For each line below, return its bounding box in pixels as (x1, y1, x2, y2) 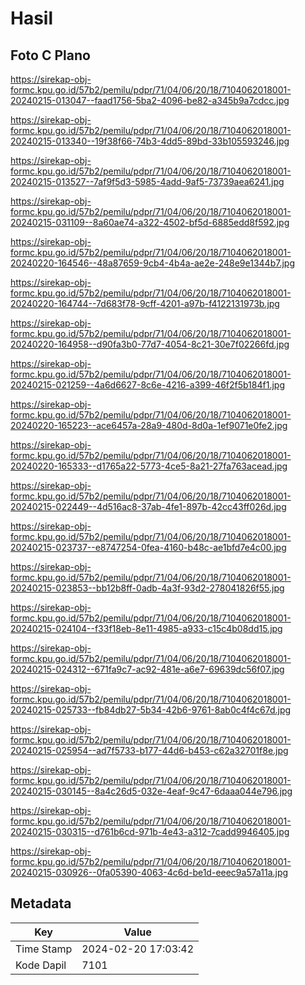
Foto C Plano (10, 47, 91, 64)
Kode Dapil (15, 958, 67, 972)
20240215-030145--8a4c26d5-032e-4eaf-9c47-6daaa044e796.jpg (10, 785, 293, 797)
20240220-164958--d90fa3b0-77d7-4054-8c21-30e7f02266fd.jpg (10, 338, 290, 350)
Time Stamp (15, 942, 73, 956)
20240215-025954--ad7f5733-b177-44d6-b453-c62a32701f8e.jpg (10, 745, 289, 756)
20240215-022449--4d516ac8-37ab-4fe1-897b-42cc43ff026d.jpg (10, 501, 287, 512)
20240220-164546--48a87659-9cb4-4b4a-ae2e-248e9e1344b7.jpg (10, 257, 295, 269)
